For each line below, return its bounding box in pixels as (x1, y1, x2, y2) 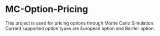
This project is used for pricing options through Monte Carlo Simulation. (5, 20, 155, 26)
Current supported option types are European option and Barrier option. (5, 25, 155, 31)
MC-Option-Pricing (5, 3, 89, 15)
